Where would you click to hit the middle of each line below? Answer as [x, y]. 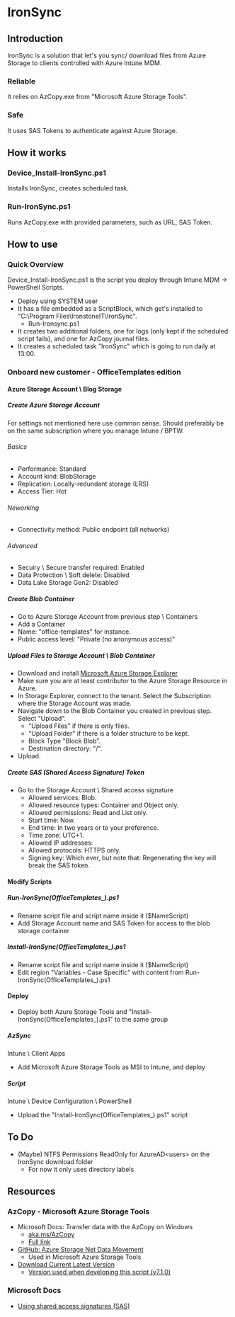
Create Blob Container [41, 598]
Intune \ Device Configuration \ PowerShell [70, 1101]
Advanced [22, 545]
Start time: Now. [52, 820]
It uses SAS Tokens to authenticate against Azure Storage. [92, 130]
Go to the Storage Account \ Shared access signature [96, 790]
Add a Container [41, 625]
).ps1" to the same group [132, 1019]
